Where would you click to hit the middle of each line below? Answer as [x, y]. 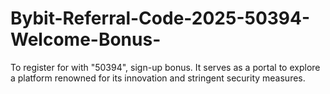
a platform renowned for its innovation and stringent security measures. [158, 78]
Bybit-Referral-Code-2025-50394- [160, 18]
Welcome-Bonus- [86, 39]
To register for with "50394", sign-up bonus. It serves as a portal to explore [165, 67]
